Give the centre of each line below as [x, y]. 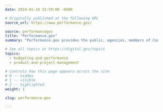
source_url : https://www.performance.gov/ [49, 23]
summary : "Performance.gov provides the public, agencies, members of [78, 41]
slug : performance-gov [28, 98]
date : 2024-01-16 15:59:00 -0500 [39, 9]
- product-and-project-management [44, 63]
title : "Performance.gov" [31, 36]
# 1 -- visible [20, 80]
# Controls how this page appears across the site [57, 71]
